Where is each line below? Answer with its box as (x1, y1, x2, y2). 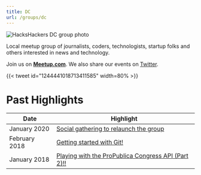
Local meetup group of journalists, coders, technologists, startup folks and (6, 43, 190, 50)
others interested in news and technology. (6, 49, 110, 56)
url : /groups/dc (6, 14, 47, 20)
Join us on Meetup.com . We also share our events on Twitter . (6, 61, 159, 68)
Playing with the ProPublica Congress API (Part (56, 152, 188, 160)
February (9, 134, 35, 143)
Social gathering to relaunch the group (56, 125, 165, 133)
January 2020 (9, 125, 50, 133)
